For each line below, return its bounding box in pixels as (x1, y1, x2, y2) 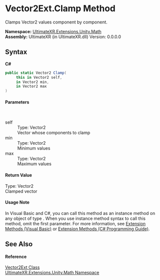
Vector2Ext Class (5, 264, 40, 270)
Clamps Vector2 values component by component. (5, 19, 108, 25)
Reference (5, 254, 27, 259)
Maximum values (17, 161, 52, 167)
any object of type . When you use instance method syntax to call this (5, 215, 146, 221)
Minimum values (17, 145, 50, 151)
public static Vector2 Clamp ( (5, 70, 67, 75)
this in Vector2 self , (16, 75, 63, 80)
